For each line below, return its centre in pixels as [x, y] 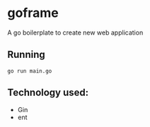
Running [27, 55]
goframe [33, 13]
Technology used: [48, 93]
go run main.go [30, 71]
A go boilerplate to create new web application [75, 32]
